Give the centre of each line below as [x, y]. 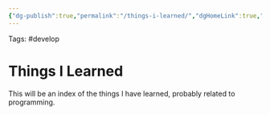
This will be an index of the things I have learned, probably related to [122, 93]
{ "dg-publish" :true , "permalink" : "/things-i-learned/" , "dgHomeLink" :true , [135, 16]
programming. [32, 102]
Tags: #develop [34, 39]
